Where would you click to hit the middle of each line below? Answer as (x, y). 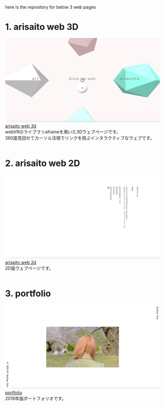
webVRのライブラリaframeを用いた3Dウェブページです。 (63, 132)
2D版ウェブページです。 (29, 268)
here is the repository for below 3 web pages (51, 7)
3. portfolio (28, 294)
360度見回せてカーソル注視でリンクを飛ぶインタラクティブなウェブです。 (80, 138)
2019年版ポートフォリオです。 (36, 399)
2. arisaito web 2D (42, 163)
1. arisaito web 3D (42, 27)
